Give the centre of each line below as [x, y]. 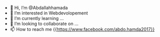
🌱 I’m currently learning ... [37, 18]
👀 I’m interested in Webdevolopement [49, 13]
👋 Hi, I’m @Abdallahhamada [39, 8]
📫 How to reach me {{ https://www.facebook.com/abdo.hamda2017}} [82, 29]
